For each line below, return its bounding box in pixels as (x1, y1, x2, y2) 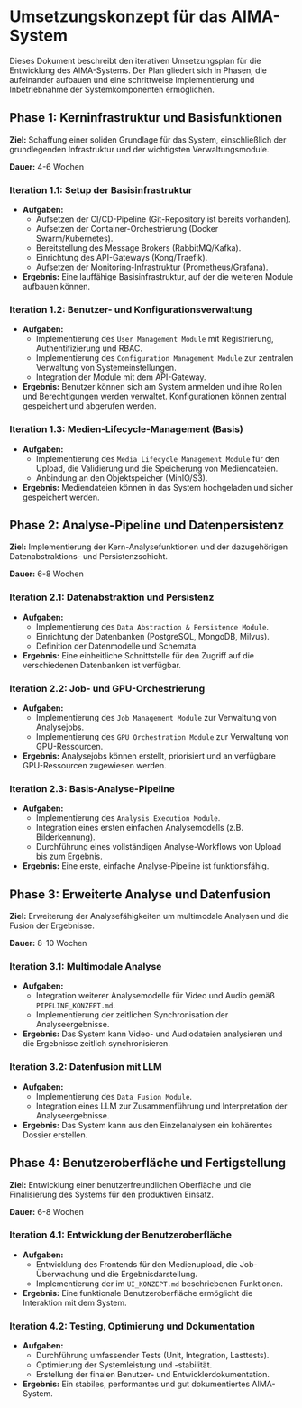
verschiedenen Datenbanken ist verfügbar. (22, 659, 182, 670)
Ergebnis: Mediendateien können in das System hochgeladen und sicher (22, 482, 294, 492)
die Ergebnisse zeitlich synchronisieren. (22, 1038, 171, 1049)
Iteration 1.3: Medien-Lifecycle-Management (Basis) (9, 423, 243, 436)
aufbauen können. (22, 281, 91, 292)
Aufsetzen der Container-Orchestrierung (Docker (35, 224, 219, 235)
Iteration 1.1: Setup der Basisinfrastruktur (9, 183, 193, 196)
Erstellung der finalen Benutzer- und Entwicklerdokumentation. (35, 1369, 270, 1380)
